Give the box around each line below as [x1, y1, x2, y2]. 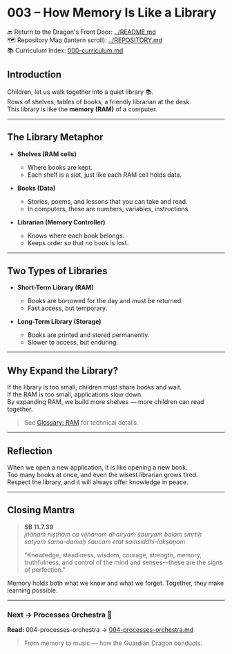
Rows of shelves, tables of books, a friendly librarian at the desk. [7, 97, 192, 106]
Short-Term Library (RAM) [17, 283, 95, 291]
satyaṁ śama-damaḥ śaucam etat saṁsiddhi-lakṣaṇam [23, 537, 186, 546]
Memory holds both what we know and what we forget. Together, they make [7, 579, 224, 587]
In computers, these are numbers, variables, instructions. [27, 204, 191, 213]
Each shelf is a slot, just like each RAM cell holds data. [27, 171, 182, 179]
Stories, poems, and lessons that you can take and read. [27, 197, 188, 205]
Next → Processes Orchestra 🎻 [7, 610, 113, 619]
